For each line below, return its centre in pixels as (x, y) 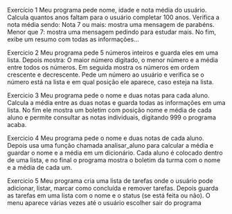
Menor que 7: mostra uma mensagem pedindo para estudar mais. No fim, (112, 32)
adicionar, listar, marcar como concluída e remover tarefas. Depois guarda (113, 188)
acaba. (17, 125)
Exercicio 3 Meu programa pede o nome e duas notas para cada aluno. (108, 95)
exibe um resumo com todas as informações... (73, 39)
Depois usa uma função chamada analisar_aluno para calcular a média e (110, 145)
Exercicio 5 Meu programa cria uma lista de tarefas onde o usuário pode (110, 181)
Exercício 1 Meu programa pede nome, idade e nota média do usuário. (107, 10)
